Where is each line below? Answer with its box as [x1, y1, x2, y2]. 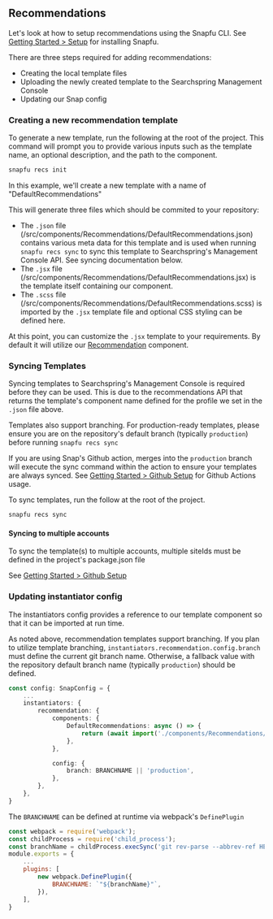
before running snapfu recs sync [8, 438, 119, 448]
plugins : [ [23, 865, 60, 873]
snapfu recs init [8, 166, 67, 174]
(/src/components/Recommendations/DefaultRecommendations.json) [19, 229, 253, 239]
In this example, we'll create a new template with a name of [8, 180, 207, 190]
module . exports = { [8, 850, 75, 858]
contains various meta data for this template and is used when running [19, 237, 257, 247]
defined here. [19, 315, 66, 325]
